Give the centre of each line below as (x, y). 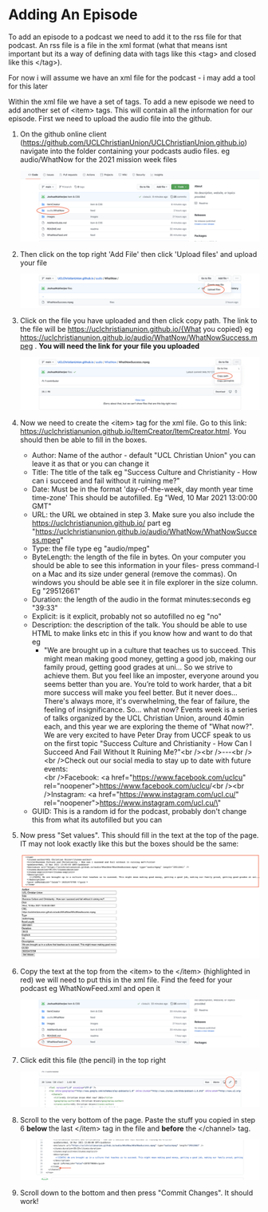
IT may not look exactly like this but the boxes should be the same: (129, 843)
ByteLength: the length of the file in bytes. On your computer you (138, 557)
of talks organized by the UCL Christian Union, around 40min (144, 718)
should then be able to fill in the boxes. (83, 440)
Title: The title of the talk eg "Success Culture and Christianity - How (144, 472)
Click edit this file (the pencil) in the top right (93, 1060)
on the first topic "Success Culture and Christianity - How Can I (148, 743)
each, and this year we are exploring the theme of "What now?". (148, 726)
